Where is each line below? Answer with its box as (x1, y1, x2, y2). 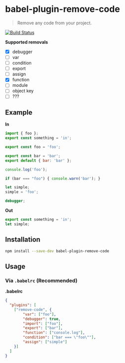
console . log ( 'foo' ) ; (5, 167, 48, 172)
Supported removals (5, 39, 48, 45)
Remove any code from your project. (17, 20, 92, 26)
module (12, 82, 28, 88)
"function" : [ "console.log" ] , (23, 330, 85, 335)
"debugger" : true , (23, 316, 61, 321)
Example (5, 108, 33, 117)
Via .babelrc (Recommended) (5, 277, 78, 284)
